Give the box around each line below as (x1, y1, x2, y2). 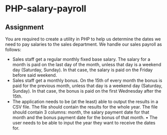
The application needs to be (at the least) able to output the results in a (12, 99, 159, 105)
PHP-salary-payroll (5, 3, 86, 14)
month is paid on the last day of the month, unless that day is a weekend (12, 62, 162, 67)
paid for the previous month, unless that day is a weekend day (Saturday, (12, 83, 163, 89)
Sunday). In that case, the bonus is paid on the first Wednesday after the (12, 88, 162, 94)
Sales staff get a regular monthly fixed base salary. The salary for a (12, 56, 151, 62)
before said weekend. (12, 72, 57, 78)
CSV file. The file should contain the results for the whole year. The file (12, 104, 158, 110)
